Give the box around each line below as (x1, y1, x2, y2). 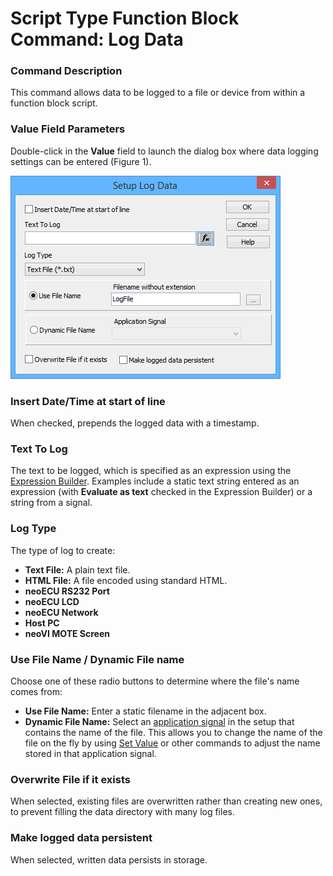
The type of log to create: (10, 544, 116, 556)
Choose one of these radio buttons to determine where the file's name (10, 675, 300, 687)
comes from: (10, 685, 63, 697)
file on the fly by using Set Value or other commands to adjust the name (24, 737, 321, 749)
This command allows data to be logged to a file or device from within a (10, 87, 306, 99)
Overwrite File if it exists (10, 772, 131, 786)
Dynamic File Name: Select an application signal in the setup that (24, 715, 295, 727)
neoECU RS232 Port (24, 585, 110, 597)
